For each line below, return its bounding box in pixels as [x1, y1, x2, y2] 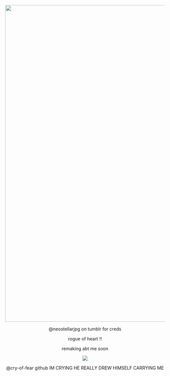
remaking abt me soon [61, 346, 109, 352]
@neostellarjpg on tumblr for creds [49, 326, 121, 332]
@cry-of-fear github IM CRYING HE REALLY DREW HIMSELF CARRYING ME [6, 365, 164, 371]
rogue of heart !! [68, 336, 102, 342]
